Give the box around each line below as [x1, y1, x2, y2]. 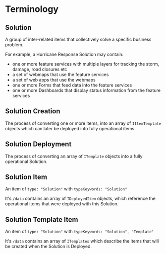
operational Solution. [5, 158, 48, 165]
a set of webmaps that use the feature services [12, 72, 109, 78]
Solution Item [5, 173, 48, 181]
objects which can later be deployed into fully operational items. [5, 125, 136, 131]
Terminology [5, 3, 58, 15]
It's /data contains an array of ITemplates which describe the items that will [5, 238, 159, 244]
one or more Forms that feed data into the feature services [12, 82, 132, 88]
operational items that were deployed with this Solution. [5, 201, 119, 207]
